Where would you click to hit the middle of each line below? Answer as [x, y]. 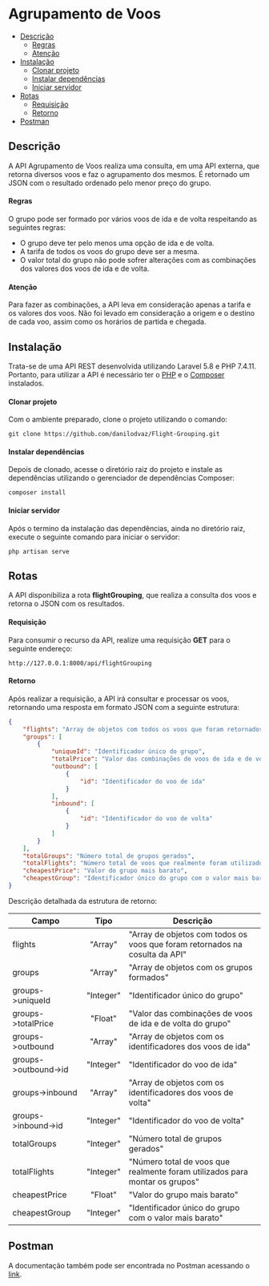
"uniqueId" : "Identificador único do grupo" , [128, 752]
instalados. [26, 383]
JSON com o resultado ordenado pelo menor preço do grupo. [110, 183]
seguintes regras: [37, 227]
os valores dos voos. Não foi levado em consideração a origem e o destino [131, 313]
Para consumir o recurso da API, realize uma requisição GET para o [119, 640]
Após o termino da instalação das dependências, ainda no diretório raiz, [127, 528]
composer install [37, 493]
